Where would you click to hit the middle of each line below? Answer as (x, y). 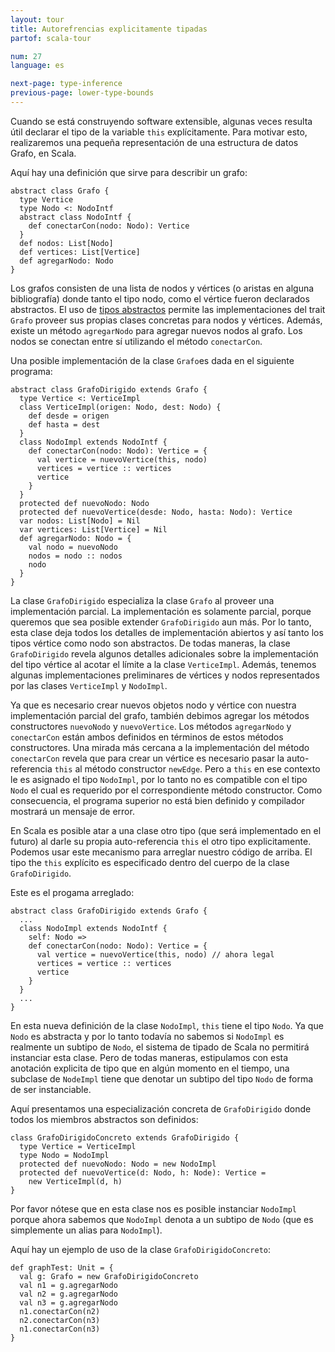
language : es (37, 66)
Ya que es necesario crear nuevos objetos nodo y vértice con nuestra (153, 705)
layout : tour (37, 19)
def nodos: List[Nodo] (66, 243)
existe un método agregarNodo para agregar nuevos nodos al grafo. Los (156, 330)
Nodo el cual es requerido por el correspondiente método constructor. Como (166, 790)
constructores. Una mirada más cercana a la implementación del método (160, 747)
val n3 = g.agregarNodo (68, 1302)
